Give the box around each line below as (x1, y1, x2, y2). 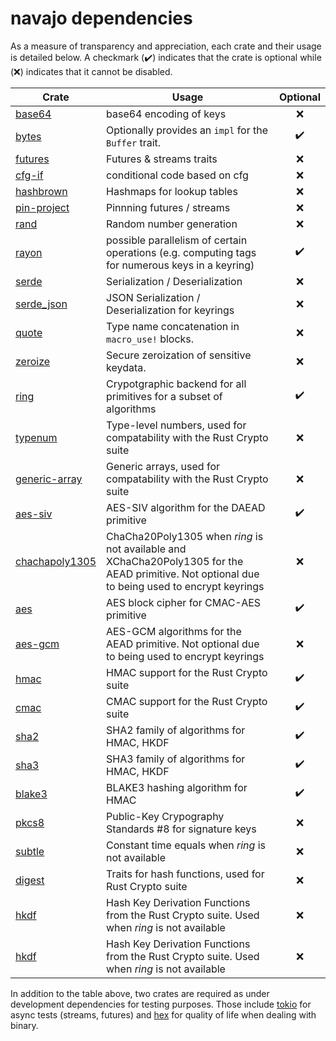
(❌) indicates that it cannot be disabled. (10, 65, 173, 77)
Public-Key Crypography (106, 809, 225, 823)
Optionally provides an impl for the (106, 123, 269, 137)
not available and (106, 542, 187, 556)
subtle (15, 844, 45, 858)
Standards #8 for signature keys (106, 822, 257, 836)
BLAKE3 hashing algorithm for (106, 780, 248, 794)
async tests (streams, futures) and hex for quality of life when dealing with (10, 1008, 317, 1021)
